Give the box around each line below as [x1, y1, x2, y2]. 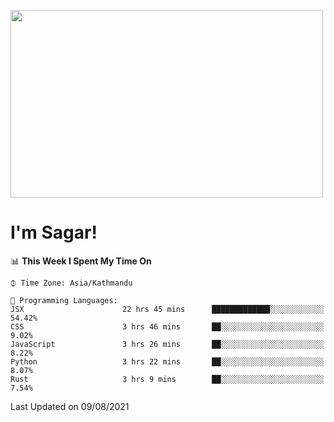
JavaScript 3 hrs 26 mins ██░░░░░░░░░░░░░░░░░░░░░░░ [10, 339, 325, 349]
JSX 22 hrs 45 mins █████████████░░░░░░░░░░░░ [10, 304, 325, 314]
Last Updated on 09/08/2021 [10, 400, 130, 412]
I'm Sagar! [10, 221, 98, 244]
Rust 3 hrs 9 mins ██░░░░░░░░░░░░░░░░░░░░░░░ [10, 374, 325, 384]
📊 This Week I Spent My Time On [10, 255, 152, 267]
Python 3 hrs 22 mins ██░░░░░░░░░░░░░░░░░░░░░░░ [10, 356, 325, 367]
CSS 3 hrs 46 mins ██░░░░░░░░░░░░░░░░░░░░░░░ [10, 321, 325, 332]
